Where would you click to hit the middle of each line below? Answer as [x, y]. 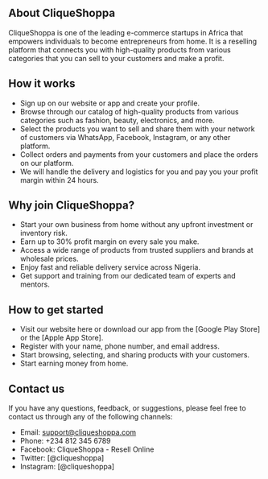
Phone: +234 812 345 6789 [65, 441]
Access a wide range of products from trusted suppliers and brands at [136, 250]
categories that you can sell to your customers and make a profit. [116, 58]
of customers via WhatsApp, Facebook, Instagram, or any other [125, 137]
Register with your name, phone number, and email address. [120, 346]
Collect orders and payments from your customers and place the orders [139, 154]
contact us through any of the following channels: [91, 417]
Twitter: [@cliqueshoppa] [62, 458]
